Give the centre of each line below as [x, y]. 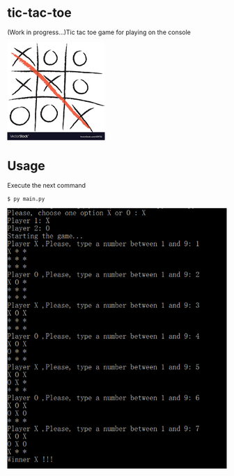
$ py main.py [26, 199]
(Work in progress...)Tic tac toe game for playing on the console [99, 32]
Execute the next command [46, 185]
